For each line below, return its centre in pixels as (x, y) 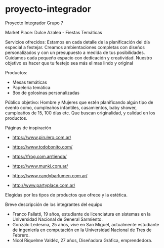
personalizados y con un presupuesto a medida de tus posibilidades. (75, 52)
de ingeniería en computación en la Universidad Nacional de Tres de (82, 230)
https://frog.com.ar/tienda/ (39, 156)
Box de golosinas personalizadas (46, 93)
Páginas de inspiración (28, 128)
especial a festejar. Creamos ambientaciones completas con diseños (75, 47)
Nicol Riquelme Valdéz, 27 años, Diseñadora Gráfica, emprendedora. (82, 240)
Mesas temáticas (30, 82)
